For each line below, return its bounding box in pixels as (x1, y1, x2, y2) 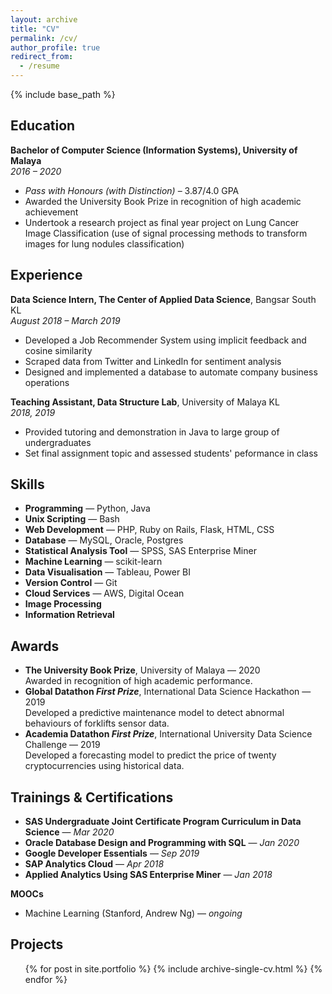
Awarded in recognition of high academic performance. (24, 675, 253, 687)
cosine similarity (24, 344, 93, 356)
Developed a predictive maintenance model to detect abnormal (24, 707, 285, 719)
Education (10, 117, 76, 135)
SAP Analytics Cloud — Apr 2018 (24, 858, 165, 870)
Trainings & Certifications (10, 789, 174, 806)
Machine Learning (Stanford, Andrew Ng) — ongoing (24, 907, 243, 920)
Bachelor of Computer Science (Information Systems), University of (10, 144, 298, 156)
